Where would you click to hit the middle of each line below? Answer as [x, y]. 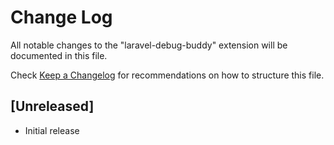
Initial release [52, 130]
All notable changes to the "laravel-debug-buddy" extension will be [149, 45]
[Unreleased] [52, 106]
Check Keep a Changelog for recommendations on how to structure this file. [167, 75]
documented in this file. [59, 55]
